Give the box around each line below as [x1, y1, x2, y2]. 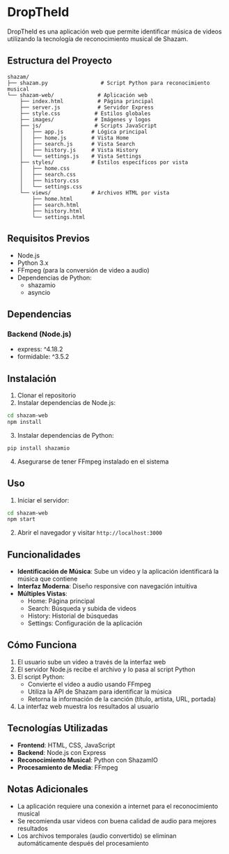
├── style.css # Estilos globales [19, 109, 151, 117]
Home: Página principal [27, 597, 95, 605]
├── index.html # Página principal [19, 98, 155, 105]
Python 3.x [17, 259, 49, 267]
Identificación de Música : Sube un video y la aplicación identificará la [17, 567, 219, 576]
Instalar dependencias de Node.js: [17, 399, 116, 407]
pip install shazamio [7, 444, 70, 452]
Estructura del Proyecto [7, 55, 113, 67]
